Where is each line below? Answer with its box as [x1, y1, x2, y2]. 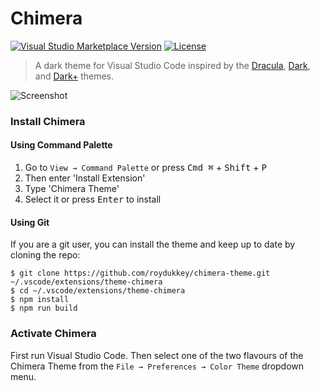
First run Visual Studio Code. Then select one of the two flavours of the [10, 349, 304, 361]
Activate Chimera [10, 327, 97, 341]
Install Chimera [10, 114, 86, 128]
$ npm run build [10, 303, 78, 314]
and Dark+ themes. [34, 70, 115, 82]
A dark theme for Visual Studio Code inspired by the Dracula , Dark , [34, 59, 311, 71]
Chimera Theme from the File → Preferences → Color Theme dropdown [10, 360, 305, 372]
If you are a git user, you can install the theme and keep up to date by [10, 238, 296, 251]
